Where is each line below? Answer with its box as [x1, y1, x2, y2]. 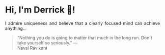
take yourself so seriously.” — [17, 40, 78, 45]
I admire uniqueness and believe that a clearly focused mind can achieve [5, 20, 160, 26]
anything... [5, 25, 27, 31]
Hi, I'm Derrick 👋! [5, 4, 75, 15]
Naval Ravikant [17, 45, 48, 51]
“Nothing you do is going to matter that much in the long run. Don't [17, 35, 152, 41]
